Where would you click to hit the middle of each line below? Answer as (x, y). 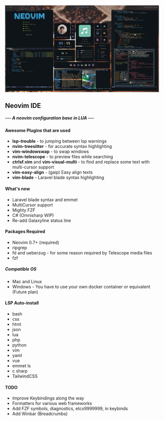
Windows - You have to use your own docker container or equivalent (81, 287)
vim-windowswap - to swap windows (51, 151)
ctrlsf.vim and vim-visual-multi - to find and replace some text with (81, 162)
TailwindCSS (25, 376)
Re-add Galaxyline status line (41, 220)
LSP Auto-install (22, 303)
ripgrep (20, 248)
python (19, 345)
